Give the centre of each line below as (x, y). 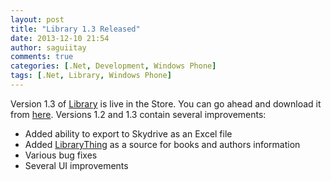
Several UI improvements (76, 165)
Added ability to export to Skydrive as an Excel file (128, 133)
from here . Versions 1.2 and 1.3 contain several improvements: (138, 114)
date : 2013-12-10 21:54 (60, 38)
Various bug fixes (61, 155)
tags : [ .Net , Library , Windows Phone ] (91, 76)
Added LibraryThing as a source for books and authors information (162, 144)
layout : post (37, 19)
